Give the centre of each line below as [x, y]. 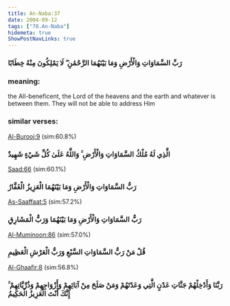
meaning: [24, 81]
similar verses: [33, 121]
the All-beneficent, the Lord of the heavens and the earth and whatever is [112, 96]
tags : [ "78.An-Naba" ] [39, 26]
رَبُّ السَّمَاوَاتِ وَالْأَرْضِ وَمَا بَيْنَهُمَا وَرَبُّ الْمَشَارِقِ [74, 220]
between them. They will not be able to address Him [81, 104]
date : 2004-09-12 [33, 20]
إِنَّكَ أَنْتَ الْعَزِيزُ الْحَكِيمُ [39, 294]
